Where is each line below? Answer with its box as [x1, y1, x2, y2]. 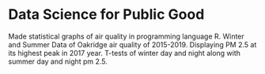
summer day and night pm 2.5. [8, 57, 108, 66]
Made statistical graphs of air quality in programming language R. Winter [8, 31, 245, 41]
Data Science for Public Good [8, 6, 205, 24]
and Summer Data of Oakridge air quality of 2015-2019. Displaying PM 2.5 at [8, 39, 257, 49]
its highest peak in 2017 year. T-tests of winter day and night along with [8, 48, 241, 57]
